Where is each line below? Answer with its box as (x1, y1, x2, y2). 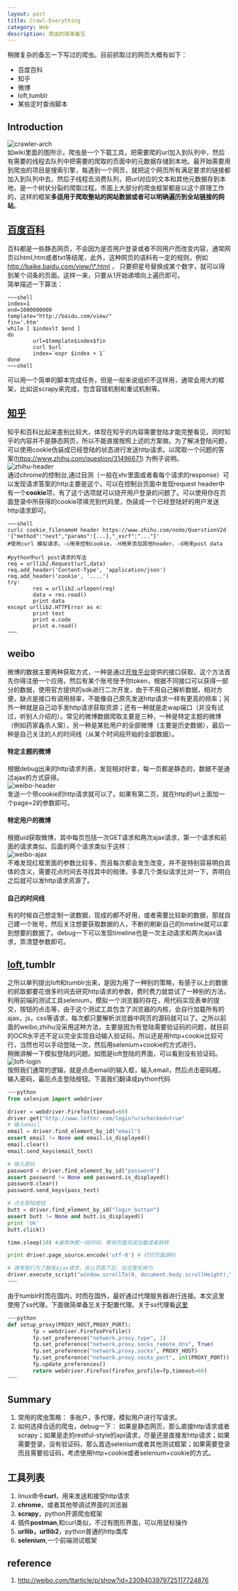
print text (33, 610, 65, 617)
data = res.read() (33, 591, 87, 598)
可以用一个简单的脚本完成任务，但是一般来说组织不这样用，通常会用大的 (7, 376, 218, 384)
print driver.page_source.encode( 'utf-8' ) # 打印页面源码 (7, 1252, 176, 1259)
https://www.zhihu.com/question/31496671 (16, 454, 142, 462)
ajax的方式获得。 (13, 773, 63, 782)
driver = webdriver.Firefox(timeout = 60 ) (7, 1108, 129, 1115)
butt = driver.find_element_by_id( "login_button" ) (7, 1206, 160, 1214)
